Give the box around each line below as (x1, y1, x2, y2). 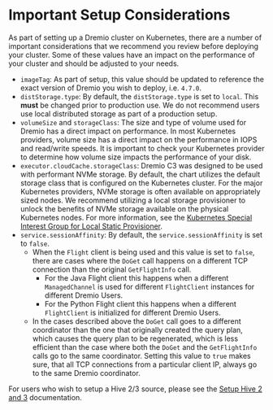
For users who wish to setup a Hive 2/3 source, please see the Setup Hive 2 (8, 384, 262, 394)
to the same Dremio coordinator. (32, 368, 141, 377)
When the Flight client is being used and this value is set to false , (32, 246, 255, 257)
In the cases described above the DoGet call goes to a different (32, 316, 241, 326)
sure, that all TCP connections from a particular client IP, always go (32, 360, 258, 369)
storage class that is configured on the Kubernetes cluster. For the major (19, 177, 263, 188)
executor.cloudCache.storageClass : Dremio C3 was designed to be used (19, 160, 263, 170)
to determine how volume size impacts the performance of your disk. (19, 152, 252, 162)
